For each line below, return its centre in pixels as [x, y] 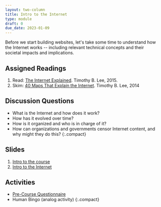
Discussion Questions [40, 101]
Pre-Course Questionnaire [39, 194]
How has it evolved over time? [43, 118]
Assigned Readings [36, 68]
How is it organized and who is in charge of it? [59, 123]
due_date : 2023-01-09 [27, 28]
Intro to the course [31, 161]
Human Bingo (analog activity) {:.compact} [56, 200]
